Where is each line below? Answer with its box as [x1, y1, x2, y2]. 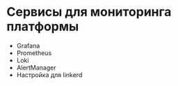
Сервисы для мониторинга [6, 4, 172, 20]
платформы [6, 19, 79, 34]
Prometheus [16, 49, 52, 57]
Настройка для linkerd [16, 70, 83, 79]
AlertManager [16, 63, 56, 72]
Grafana [16, 41, 40, 50]
